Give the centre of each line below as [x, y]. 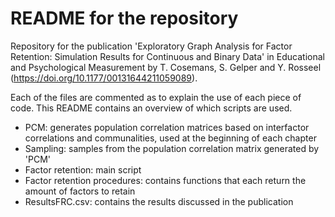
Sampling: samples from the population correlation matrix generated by [172, 148]
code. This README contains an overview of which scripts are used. [151, 108]
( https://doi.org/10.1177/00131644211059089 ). [104, 78]
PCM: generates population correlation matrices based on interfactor [167, 127]
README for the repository [124, 18]
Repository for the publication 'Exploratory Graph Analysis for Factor [151, 46]
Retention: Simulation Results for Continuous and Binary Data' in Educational [167, 56]
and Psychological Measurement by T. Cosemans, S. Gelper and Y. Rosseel [166, 67]
